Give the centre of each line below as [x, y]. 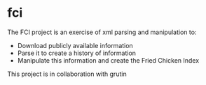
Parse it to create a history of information [77, 53]
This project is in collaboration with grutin [67, 74]
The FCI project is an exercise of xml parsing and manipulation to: [102, 32]
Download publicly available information [75, 45]
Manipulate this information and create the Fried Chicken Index [108, 60]
